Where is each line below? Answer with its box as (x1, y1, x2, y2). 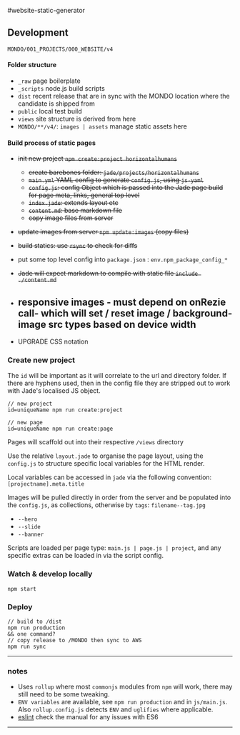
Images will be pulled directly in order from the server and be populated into (7, 493, 231, 502)
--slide (17, 524, 41, 531)
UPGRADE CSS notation (17, 337, 89, 346)
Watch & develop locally (7, 569, 93, 579)
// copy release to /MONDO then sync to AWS (7, 636, 142, 644)
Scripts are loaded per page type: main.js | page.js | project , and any (7, 544, 221, 552)
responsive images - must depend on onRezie (17, 296, 226, 308)
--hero (17, 516, 38, 524)
